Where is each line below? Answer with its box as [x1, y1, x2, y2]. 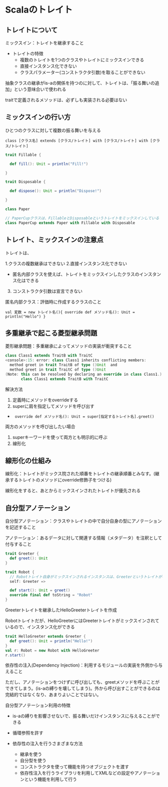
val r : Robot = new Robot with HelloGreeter [5, 648, 99, 653]
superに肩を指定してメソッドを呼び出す [12, 403, 95, 409]
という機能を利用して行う [24, 776, 77, 782]
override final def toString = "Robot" [9, 592, 93, 598]
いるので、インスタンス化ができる [5, 624, 75, 630]
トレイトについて [5, 26, 58, 34]
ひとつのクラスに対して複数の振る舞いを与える [5, 127, 101, 133]
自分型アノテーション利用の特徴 [5, 702, 71, 708]
